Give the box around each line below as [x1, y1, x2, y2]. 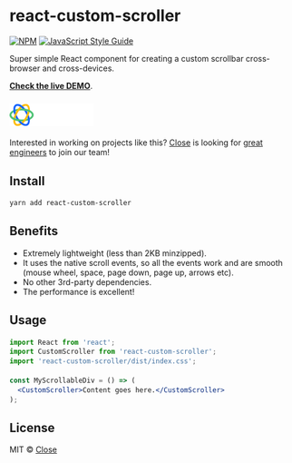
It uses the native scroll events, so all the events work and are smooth [22, 257, 284, 268]
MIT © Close [9, 444, 57, 455]
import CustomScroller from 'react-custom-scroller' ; [9, 347, 218, 357]
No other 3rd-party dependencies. [22, 276, 152, 287]
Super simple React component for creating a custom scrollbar [9, 53, 244, 64]
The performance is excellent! [22, 286, 135, 297]
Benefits [9, 223, 59, 239]
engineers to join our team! [9, 147, 111, 158]
